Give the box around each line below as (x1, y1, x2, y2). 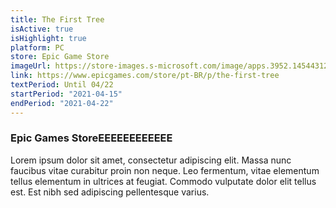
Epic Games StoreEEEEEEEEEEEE (10, 131, 173, 145)
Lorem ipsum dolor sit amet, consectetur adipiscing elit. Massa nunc (10, 154, 292, 166)
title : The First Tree (10, 14, 105, 25)
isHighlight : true (10, 33, 87, 43)
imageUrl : (10, 61, 52, 71)
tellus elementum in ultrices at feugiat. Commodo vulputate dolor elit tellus (10, 175, 317, 187)
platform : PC (10, 42, 65, 53)
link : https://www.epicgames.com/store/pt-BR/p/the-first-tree (10, 71, 280, 81)
